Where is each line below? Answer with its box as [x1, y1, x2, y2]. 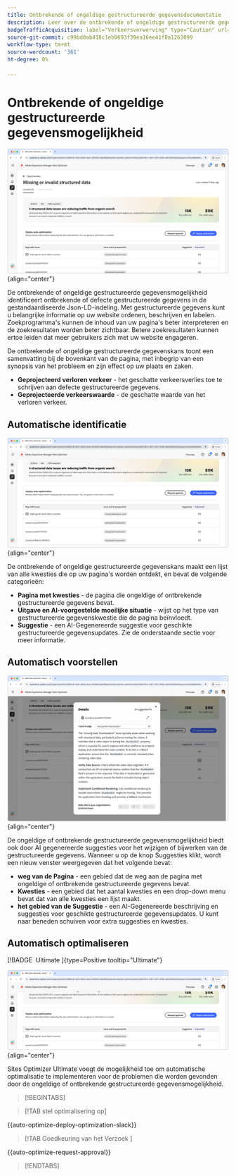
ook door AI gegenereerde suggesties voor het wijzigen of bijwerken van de [7, 843, 228, 852]
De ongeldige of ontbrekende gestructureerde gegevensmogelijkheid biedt [7, 835, 224, 844]
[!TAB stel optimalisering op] [24, 1107, 107, 1115]
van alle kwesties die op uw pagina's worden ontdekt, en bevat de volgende [7, 570, 227, 578]
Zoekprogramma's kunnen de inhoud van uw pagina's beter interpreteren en [7, 318, 229, 327]
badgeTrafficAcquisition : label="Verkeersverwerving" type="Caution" [7, 26, 216, 33]
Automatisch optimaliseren [7, 937, 129, 949]
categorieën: [7, 577, 44, 585]
